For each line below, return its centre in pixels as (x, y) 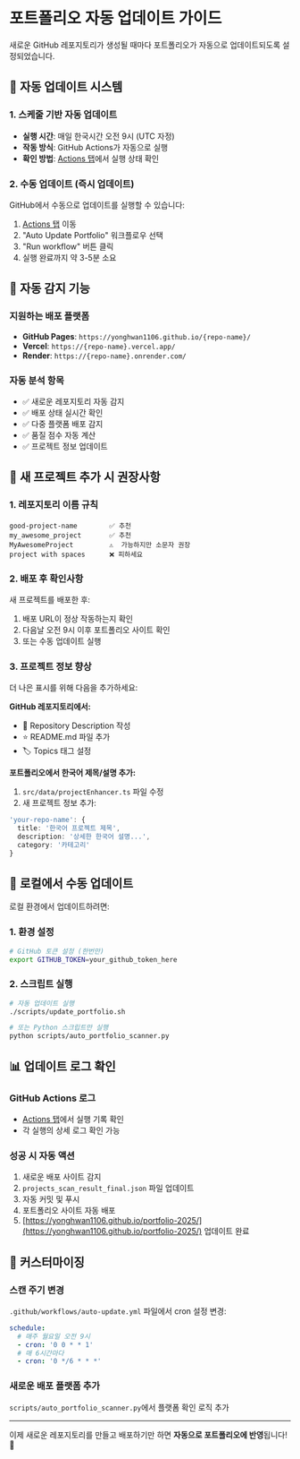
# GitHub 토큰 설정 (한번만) (57, 951)
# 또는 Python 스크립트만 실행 (59, 1028)
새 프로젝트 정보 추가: (59, 803)
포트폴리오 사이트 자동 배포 (69, 1211)
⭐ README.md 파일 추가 (66, 737)
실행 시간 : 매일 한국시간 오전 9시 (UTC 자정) (99, 136)
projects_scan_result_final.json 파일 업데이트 (108, 1189)
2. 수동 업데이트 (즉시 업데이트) (72, 184)
